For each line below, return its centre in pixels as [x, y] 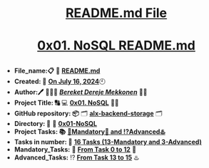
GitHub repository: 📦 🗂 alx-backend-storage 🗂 [88, 113]
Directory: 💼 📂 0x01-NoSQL [56, 123]
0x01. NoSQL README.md [116, 46]
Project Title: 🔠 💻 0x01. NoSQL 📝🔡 [66, 103]
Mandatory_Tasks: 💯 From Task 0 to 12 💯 [75, 149]
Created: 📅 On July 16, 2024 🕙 [60, 81]
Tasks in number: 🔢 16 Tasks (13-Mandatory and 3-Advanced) [108, 142]
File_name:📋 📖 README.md [57, 70]
